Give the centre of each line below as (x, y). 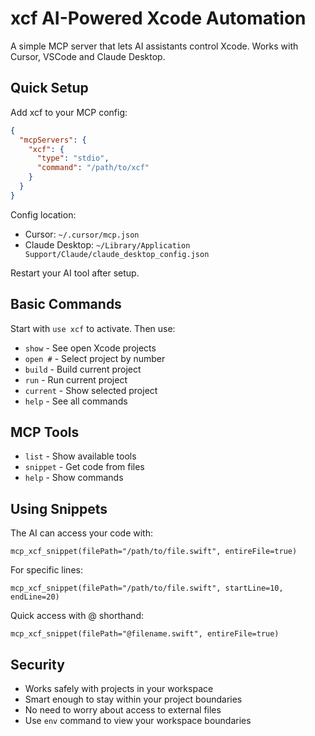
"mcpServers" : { (53, 140)
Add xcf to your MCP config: (69, 112)
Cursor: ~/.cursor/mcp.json (82, 234)
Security (37, 664)
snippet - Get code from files (84, 467)
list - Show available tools (80, 456)
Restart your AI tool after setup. (75, 273)
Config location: (43, 214)
